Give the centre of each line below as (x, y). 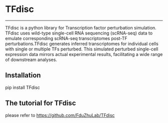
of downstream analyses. (31, 59)
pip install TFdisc (22, 87)
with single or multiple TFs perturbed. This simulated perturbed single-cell (82, 49)
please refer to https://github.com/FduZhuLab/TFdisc (60, 115)
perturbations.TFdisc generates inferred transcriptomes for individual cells (82, 43)
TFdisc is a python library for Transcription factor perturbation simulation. (81, 27)
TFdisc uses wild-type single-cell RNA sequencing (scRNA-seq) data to (79, 33)
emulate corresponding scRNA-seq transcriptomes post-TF (66, 38)
